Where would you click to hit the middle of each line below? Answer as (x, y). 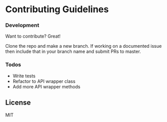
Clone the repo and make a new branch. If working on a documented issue (83, 46)
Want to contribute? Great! (33, 36)
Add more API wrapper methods (46, 86)
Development (22, 25)
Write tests (24, 76)
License (18, 103)
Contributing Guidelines (57, 9)
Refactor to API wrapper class (44, 81)
